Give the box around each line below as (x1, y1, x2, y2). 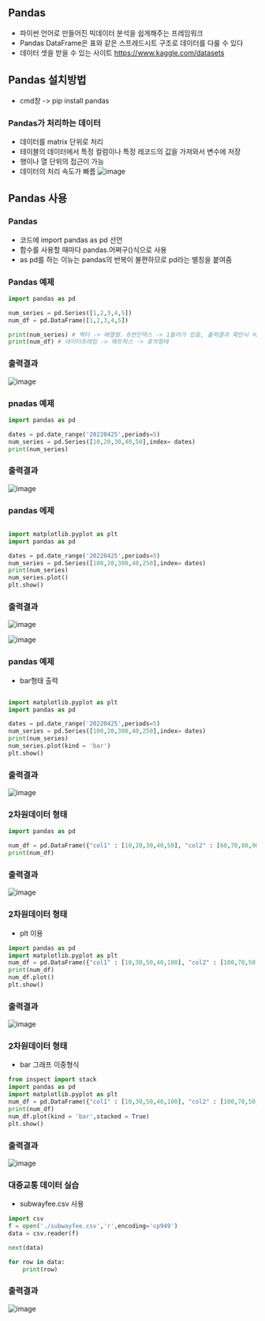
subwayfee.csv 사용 (19, 1199, 84, 1209)
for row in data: (8, 1258, 65, 1266)
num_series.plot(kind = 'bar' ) (8, 742, 111, 750)
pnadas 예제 (8, 398, 54, 409)
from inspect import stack (8, 1075, 97, 1084)
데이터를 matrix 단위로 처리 (19, 137, 104, 146)
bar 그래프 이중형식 (19, 1060, 80, 1069)
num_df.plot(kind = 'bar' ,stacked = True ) (8, 1113, 150, 1120)
